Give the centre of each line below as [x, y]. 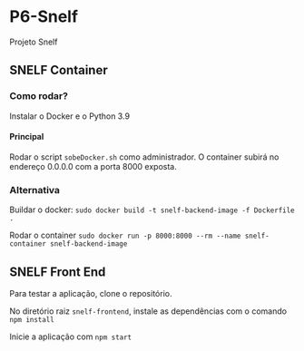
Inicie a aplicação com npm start [71, 336]
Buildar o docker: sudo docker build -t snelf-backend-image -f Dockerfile [152, 210]
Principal [27, 137]
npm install [32, 319]
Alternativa [35, 190]
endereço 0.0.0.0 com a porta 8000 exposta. [93, 166]
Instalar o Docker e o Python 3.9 [69, 116]
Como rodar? [39, 96]
